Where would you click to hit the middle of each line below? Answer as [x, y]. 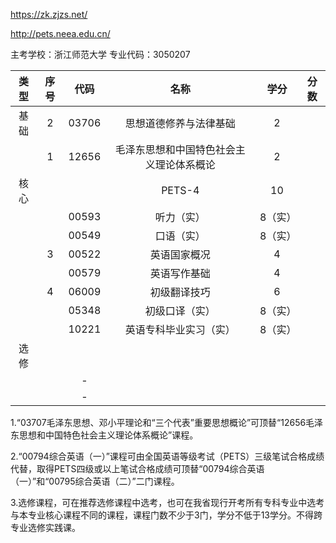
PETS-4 [180, 190]
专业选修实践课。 [45, 527]
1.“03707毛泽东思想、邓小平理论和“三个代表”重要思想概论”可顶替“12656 [158, 422]
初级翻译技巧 [180, 292]
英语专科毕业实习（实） [180, 329]
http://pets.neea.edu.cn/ [60, 33]
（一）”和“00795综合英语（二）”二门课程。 [95, 481]
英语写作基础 [180, 273]
